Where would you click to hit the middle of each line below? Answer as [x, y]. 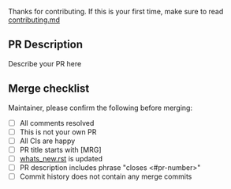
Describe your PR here [45, 63]
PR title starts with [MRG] [60, 149]
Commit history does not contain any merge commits [106, 176]
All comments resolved [57, 123]
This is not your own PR [58, 132]
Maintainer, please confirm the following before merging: [101, 108]
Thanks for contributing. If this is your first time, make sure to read [116, 11]
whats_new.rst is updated [61, 158]
